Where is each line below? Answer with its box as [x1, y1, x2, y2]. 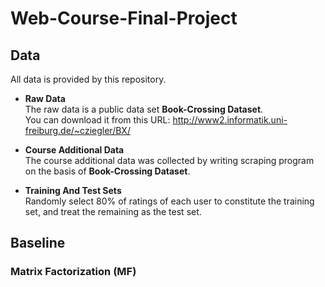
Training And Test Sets [24, 185, 122, 196]
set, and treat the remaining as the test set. [24, 206, 202, 217]
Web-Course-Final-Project [10, 7, 238, 30]
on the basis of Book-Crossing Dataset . [24, 165, 191, 177]
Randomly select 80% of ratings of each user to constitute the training [24, 195, 315, 207]
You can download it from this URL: [24, 114, 171, 126]
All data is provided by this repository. [10, 73, 167, 85]
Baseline [10, 235, 66, 252]
